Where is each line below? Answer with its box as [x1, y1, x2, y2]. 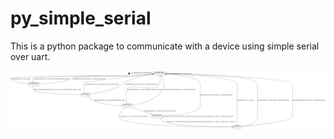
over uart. [10, 50, 51, 62]
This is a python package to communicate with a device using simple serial [10, 40, 320, 52]
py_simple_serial [10, 7, 152, 30]
